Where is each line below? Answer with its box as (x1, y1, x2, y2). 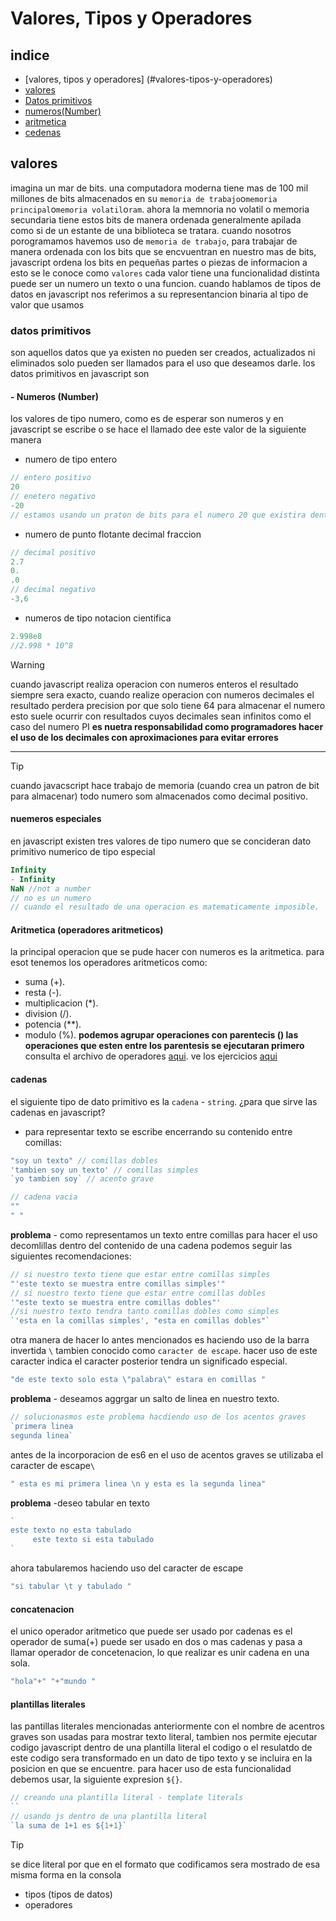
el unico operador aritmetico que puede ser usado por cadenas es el (10, 1625, 293, 1637)
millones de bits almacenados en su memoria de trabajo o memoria (10, 192, 278, 204)
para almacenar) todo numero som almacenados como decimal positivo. (10, 790, 308, 802)
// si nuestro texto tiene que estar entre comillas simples (10, 1269, 271, 1279)
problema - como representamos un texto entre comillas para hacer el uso (10, 1228, 318, 1241)
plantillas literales (10, 1698, 86, 1710)
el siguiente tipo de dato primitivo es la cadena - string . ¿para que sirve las (10, 1095, 318, 1107)
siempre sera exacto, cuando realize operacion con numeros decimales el (10, 688, 315, 701)
